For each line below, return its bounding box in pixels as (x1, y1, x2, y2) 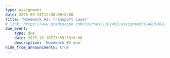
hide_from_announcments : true (5, 45, 69, 50)
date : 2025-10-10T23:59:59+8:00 (14, 36, 82, 41)
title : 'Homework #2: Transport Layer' (5, 17, 90, 22)
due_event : (5, 26, 28, 31)
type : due (14, 31, 35, 36)
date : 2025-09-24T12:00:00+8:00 (5, 12, 73, 17)
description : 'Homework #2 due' (14, 40, 82, 45)
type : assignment (5, 7, 42, 13)
